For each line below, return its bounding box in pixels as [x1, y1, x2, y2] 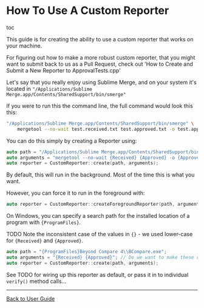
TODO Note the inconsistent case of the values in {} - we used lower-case [6, 231, 193, 238]
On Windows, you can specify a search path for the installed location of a [6, 212, 190, 220]
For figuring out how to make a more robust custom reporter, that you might [6, 54, 195, 61]
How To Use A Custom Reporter [6, 4, 169, 18]
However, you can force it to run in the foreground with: [6, 189, 145, 197]
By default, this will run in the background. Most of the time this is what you [6, 171, 195, 178]
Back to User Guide [6, 295, 55, 302]
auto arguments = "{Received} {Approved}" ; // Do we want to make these [6, 254, 194, 261]
